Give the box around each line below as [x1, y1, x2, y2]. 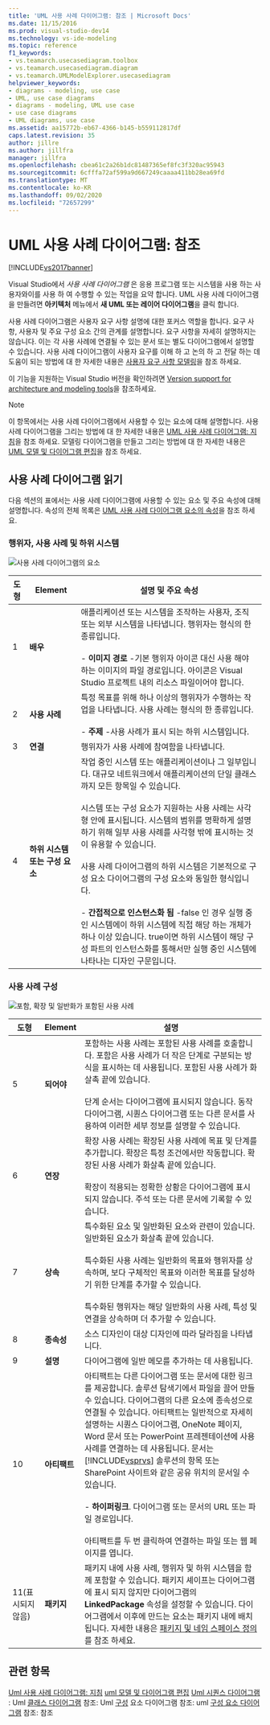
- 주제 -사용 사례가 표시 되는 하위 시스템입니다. [80, 725, 250, 737]
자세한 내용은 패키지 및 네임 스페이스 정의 [111, 1622, 257, 1633]
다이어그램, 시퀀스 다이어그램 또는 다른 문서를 [84, 1107, 246, 1119]
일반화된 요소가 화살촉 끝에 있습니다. [84, 1232, 215, 1243]
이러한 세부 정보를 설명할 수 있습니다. [108, 1119, 241, 1131]
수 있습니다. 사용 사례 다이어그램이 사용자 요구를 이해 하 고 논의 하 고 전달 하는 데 [8, 347, 261, 356]
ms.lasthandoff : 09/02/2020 [8, 191, 103, 199]
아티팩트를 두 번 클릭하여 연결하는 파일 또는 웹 [84, 1535, 247, 1546]
